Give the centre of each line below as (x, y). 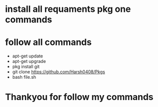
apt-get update (28, 56)
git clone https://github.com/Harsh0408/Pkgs (59, 72)
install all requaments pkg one (68, 9)
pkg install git (26, 67)
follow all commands (48, 42)
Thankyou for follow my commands (79, 97)
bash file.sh (24, 77)
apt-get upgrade (29, 61)
